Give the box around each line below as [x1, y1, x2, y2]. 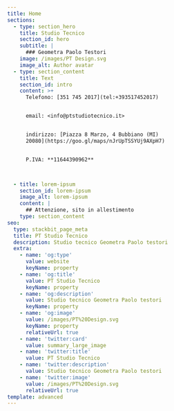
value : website [25, 258, 70, 265]
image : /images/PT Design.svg [19, 55, 107, 62]
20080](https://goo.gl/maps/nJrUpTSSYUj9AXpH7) [25, 137, 166, 144]
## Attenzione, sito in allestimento [25, 207, 135, 213]
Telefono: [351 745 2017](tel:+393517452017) [25, 94, 159, 101]
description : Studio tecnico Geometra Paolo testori [13, 238, 168, 246]
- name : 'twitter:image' [19, 374, 91, 381]
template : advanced [7, 393, 64, 401]
